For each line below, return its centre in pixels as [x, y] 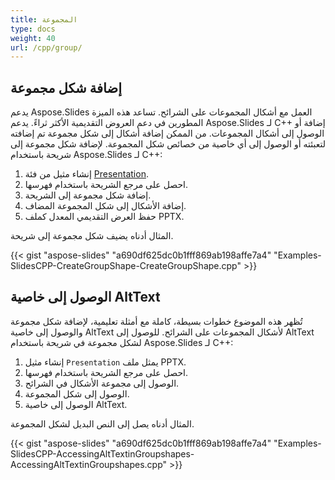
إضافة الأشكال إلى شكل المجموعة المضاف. [105, 206]
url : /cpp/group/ [46, 47]
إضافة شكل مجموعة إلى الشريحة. [88, 195]
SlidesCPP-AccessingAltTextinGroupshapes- [102, 453]
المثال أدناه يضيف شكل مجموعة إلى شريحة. [92, 236]
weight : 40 [33, 38]
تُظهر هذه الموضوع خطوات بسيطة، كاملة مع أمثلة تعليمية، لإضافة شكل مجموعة [156, 321]
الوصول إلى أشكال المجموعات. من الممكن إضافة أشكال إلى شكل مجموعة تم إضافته [167, 133]
